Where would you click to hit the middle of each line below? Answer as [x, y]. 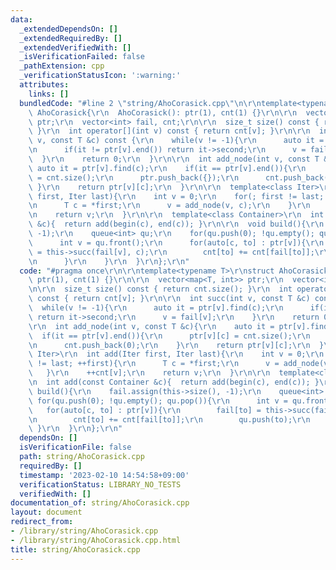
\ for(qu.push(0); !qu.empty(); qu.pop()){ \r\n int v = [158, 401]
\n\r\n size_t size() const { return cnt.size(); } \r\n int [160, 289]
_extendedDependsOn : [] [68, 29]
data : [21, 19]
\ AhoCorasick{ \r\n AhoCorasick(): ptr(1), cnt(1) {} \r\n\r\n [163, 112]
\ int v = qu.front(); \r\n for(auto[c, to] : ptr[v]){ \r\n [176, 242]
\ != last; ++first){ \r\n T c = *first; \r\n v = [154, 364]
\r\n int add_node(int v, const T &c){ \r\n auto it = [151, 326]
